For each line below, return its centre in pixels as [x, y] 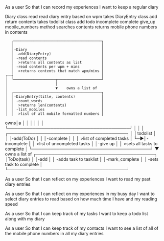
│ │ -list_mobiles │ [55, 110]
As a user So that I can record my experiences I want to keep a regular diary [82, 7]
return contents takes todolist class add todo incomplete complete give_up [80, 22]
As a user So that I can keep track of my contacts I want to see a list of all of [82, 228]
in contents [16, 32]
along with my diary [25, 219]
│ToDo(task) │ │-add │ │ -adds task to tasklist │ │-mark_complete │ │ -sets [82, 159]
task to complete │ [24, 164]
